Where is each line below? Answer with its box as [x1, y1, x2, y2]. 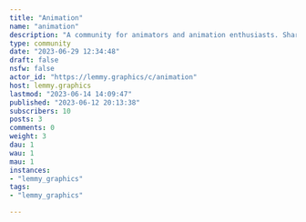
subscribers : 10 [9, 106, 71, 116]
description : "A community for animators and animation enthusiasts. [9, 30, 280, 39]
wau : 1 [9, 148, 35, 157]
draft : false [9, 55, 59, 65]
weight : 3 [9, 132, 47, 141]
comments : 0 [9, 124, 55, 133]
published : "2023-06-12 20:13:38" [9, 97, 141, 107]
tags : [9, 183, 30, 192]
